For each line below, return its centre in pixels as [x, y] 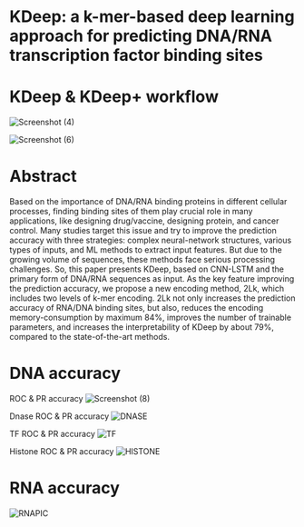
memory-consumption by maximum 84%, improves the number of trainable [151, 318]
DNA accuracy [65, 373]
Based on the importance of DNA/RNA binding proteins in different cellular [148, 202]
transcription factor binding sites [136, 55]
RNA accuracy [65, 488]
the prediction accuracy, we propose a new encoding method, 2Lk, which [147, 289]
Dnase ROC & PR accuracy [59, 416]
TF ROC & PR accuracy [52, 434]
